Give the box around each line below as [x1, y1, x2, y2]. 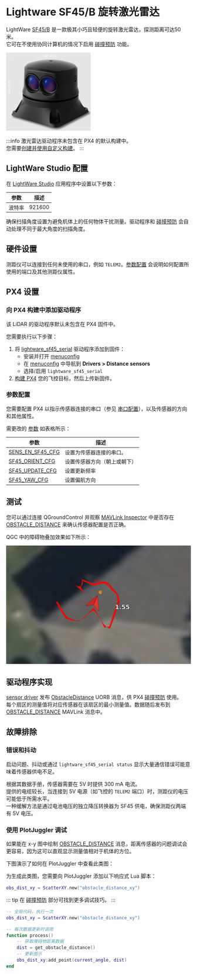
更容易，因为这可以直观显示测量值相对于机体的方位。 [6, 848, 135, 855]
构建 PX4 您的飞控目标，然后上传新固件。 [14, 375, 116, 382]
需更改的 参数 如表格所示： [6, 425, 71, 432]
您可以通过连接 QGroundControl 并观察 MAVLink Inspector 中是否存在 [6, 514, 175, 521]
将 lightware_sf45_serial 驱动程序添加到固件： [14, 345, 125, 352]
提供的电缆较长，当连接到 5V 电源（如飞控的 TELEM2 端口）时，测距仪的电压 [6, 788, 189, 795]
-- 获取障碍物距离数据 [16, 939, 64, 945]
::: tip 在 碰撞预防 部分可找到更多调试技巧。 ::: [6, 896, 116, 903]
